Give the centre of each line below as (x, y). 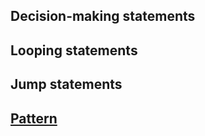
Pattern (34, 118)
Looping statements (74, 50)
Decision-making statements (103, 16)
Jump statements (66, 84)
